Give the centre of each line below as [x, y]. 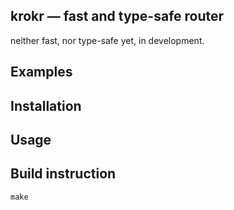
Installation [46, 105]
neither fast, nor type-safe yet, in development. [107, 40]
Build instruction [63, 174]
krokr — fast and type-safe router [117, 16]
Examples [41, 72]
